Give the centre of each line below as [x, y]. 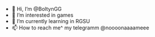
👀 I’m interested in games [42, 15]
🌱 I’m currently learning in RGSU [51, 21]
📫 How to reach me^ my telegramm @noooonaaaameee [80, 28]
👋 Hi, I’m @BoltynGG [37, 9]
